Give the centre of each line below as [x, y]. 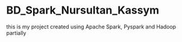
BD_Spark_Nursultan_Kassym [83, 10]
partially [16, 33]
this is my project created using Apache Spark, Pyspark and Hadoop [91, 27]
